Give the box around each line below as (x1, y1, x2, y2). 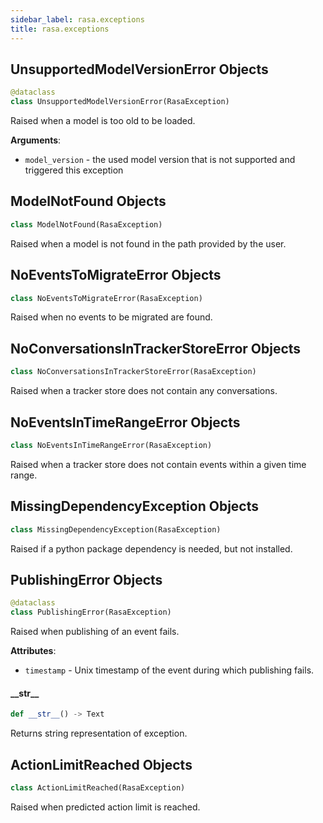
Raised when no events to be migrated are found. (10, 311, 213, 323)
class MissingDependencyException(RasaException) (10, 524, 222, 535)
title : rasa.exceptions (10, 24, 110, 34)
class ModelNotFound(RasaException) (10, 219, 163, 230)
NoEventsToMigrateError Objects (10, 267, 222, 284)
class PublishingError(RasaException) (10, 607, 172, 618)
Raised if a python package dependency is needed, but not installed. (10, 542, 293, 555)
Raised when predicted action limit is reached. (10, 801, 201, 813)
